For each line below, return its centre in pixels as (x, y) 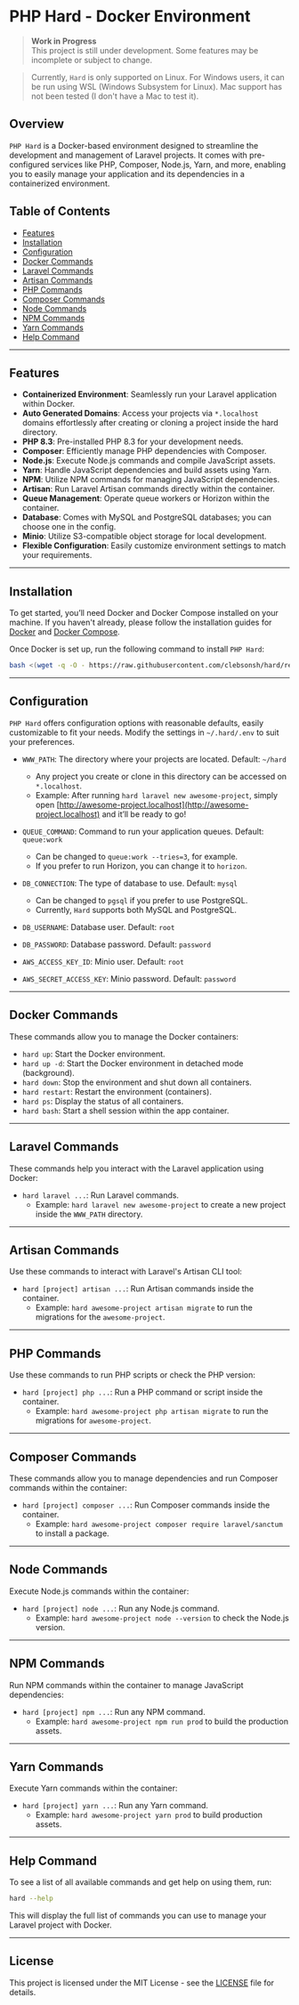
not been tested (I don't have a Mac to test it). (115, 96)
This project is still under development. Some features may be (145, 50)
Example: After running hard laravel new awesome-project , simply (157, 795)
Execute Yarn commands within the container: (93, 1788)
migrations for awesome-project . (93, 1420)
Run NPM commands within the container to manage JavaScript (126, 1685)
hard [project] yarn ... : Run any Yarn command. (115, 1806)
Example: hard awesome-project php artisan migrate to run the (152, 1411)
